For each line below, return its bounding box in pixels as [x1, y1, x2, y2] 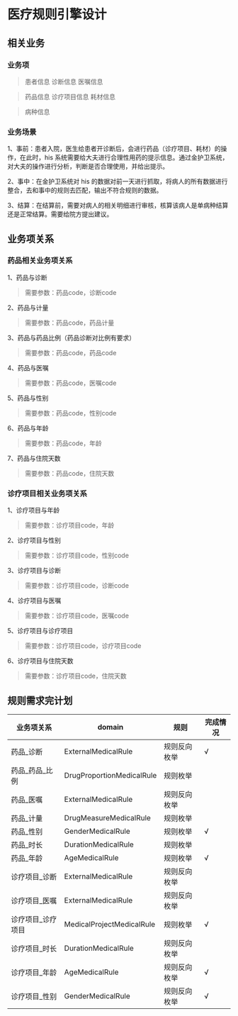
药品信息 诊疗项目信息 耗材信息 [24, 92, 115, 101]
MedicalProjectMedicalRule [64, 919, 156, 929]
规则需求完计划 [7, 694, 73, 706]
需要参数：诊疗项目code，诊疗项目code [24, 642, 142, 650]
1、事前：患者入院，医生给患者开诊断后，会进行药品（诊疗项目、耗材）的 [7, 145, 221, 153]
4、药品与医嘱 [7, 363, 50, 372]
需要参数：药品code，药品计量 [24, 318, 115, 327]
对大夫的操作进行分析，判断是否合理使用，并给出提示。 [7, 162, 169, 171]
